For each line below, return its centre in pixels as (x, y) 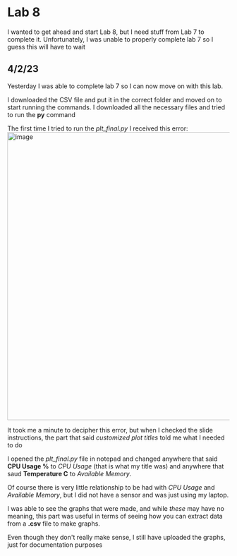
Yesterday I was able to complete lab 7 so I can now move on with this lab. (115, 86)
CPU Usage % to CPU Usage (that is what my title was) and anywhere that (116, 466)
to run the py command (42, 114)
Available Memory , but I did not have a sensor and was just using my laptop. (118, 495)
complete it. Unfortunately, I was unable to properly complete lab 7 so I (110, 39)
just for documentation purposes (55, 545)
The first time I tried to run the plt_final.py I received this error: (98, 128)
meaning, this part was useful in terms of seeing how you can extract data (115, 516)
